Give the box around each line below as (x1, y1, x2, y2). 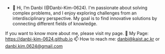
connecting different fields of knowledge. (12, 20, 98, 26)
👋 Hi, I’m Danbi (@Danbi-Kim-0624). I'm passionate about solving (12, 5, 148, 10)
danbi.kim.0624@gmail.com (5, 43, 63, 49)
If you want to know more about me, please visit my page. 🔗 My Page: (5, 30, 149, 36)
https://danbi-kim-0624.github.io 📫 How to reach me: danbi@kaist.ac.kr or (5, 36, 160, 42)
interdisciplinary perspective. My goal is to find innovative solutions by (12, 15, 158, 21)
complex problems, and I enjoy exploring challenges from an (12, 10, 137, 16)
